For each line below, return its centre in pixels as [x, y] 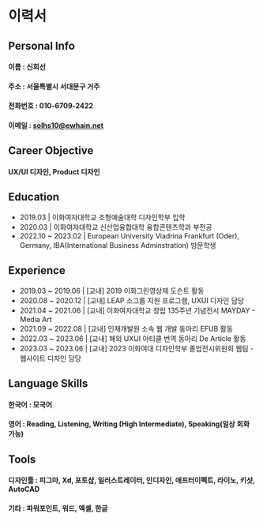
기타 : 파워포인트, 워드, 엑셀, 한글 [58, 508]
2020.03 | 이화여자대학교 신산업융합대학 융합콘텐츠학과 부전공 [116, 227]
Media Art [36, 319]
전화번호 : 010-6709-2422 [51, 106]
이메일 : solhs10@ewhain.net [56, 125]
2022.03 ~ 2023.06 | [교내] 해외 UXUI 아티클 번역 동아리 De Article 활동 [133, 338]
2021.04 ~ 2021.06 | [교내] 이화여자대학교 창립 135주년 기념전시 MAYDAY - [137, 310]
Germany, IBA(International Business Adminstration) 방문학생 [118, 245]
